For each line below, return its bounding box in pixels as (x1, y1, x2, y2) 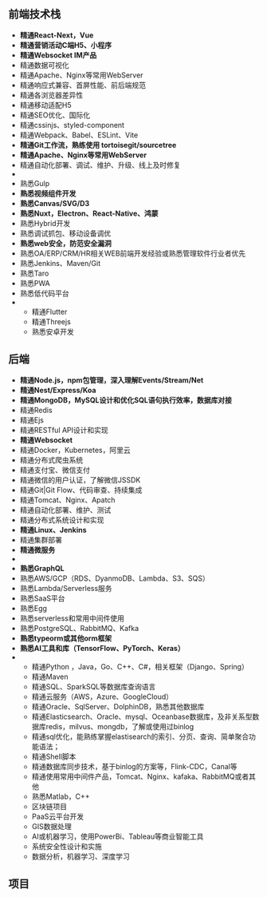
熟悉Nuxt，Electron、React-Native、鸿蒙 (19, 208, 159, 218)
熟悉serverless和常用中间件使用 (19, 613, 125, 623)
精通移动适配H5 (19, 100, 72, 109)
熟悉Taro (19, 268, 49, 278)
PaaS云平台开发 (31, 812, 84, 821)
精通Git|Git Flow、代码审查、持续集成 (19, 485, 143, 494)
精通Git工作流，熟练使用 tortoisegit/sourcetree (19, 140, 177, 149)
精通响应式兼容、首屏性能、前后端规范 (19, 80, 146, 89)
